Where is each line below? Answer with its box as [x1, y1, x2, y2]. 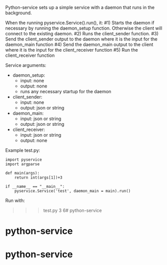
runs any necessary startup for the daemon [20, 89, 112, 94]
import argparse [5, 162, 40, 167]
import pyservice [5, 157, 42, 162]
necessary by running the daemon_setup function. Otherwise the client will [5, 25, 162, 31]
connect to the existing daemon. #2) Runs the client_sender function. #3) [5, 31, 159, 36]
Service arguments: [5, 62, 47, 68]
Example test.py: [5, 147, 41, 153]
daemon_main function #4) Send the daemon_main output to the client [5, 41, 154, 48]
